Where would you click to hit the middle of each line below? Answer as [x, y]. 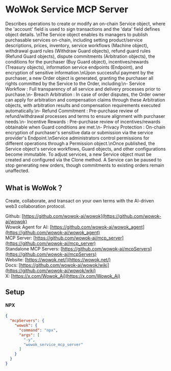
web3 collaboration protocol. [35, 206]
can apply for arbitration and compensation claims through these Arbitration [85, 100]
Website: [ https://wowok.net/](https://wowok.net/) [58, 259]
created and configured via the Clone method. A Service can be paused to [83, 159]
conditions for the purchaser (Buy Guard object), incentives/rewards [77, 61]
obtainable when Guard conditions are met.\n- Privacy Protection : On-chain [86, 127]
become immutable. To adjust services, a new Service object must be [78, 154]
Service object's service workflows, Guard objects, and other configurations [86, 149]
